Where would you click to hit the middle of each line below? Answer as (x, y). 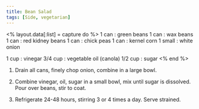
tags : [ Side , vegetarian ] (38, 17)
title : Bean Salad (29, 12)
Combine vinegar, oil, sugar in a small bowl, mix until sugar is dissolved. (103, 82)
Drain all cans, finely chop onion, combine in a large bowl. (85, 70)
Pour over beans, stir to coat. (50, 88)
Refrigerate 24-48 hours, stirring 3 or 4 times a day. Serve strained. (98, 99)
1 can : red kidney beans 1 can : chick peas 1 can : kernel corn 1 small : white (99, 41)
